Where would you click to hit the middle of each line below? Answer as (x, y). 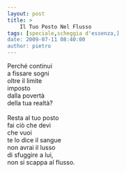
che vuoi (20, 133)
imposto (19, 88)
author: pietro (29, 46)
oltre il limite (25, 81)
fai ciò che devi (29, 125)
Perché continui (30, 66)
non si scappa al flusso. (41, 162)
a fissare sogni (29, 73)
